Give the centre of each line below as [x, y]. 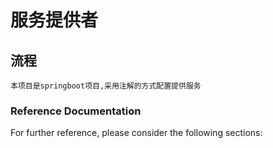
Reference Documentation [76, 111]
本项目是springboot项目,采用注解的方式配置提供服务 [106, 86]
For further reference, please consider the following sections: [136, 133]
